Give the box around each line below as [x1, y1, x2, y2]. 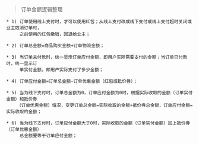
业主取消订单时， [6, 25, 42, 31]
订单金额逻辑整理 [20, 6, 63, 12]
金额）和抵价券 [6, 96, 37, 102]
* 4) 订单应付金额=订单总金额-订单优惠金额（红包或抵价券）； [6, 78, 138, 84]
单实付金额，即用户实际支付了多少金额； [19, 67, 104, 73]
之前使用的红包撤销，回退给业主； [19, 31, 91, 37]
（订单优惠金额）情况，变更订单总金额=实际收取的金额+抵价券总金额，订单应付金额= [17, 103, 193, 108]
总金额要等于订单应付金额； [19, 133, 77, 139]
